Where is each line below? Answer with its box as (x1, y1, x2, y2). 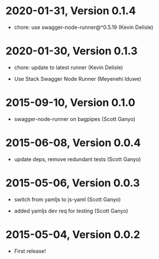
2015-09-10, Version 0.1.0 (5, 96, 135, 110)
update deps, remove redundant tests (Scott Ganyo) (14, 155, 141, 163)
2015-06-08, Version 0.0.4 (5, 136, 141, 149)
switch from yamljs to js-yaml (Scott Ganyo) (14, 196, 121, 203)
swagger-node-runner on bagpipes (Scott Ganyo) (14, 115, 135, 122)
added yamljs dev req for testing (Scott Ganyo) (14, 207, 128, 214)
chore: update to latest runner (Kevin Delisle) (14, 64, 124, 71)
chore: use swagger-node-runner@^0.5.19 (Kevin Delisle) (14, 24, 154, 31)
